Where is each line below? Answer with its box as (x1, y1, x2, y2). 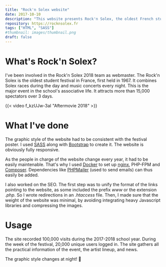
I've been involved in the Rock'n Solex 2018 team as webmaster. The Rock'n (5, 72, 160, 78)
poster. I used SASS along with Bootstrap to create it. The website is (5, 141, 144, 147)
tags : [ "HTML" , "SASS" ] (5, 26, 54, 31)
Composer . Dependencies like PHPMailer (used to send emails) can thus (5, 167, 153, 172)
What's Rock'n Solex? (5, 56, 97, 67)
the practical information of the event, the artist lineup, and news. (5, 246, 138, 252)
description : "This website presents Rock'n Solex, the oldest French (5, 16, 154, 21)
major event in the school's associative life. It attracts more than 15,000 (5, 88, 150, 94)
